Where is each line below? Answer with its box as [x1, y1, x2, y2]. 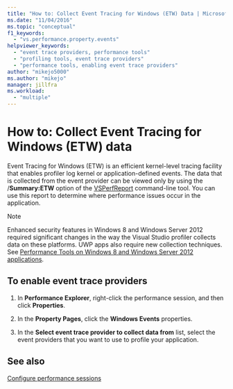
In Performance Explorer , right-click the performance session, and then [17, 293, 224, 302]
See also [7, 356, 45, 367]
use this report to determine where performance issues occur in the [7, 191, 201, 199]
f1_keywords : [7, 29, 45, 37]
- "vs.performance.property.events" [13, 36, 119, 43]
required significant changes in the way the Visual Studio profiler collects [7, 233, 216, 241]
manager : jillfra [7, 81, 58, 88]
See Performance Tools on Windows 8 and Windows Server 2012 [7, 247, 194, 256]
